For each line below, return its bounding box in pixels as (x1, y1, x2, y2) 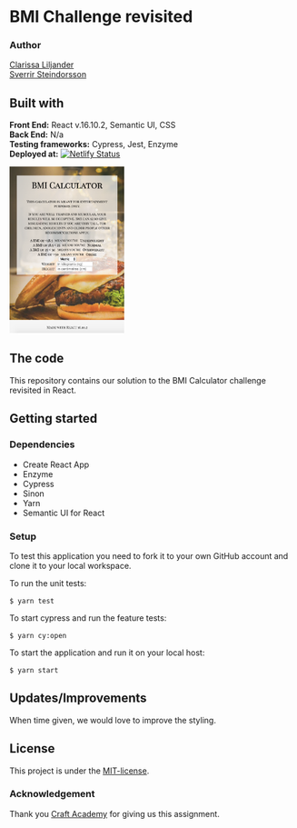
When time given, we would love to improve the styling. (9, 714, 216, 725)
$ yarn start (9, 665, 59, 674)
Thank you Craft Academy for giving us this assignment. (9, 808, 220, 819)
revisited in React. (9, 384, 77, 395)
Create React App (22, 459, 90, 470)
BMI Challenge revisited (9, 6, 193, 27)
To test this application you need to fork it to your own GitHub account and (9, 550, 289, 561)
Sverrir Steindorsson (9, 69, 87, 80)
